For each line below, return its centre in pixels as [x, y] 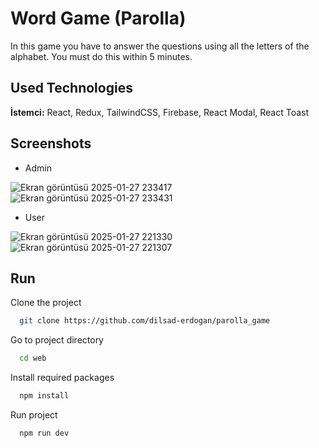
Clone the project [46, 303]
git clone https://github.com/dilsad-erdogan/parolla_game [145, 321]
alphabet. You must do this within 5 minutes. [101, 56]
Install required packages [62, 378]
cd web [33, 358]
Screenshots [51, 143]
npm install [44, 396]
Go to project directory [57, 340]
